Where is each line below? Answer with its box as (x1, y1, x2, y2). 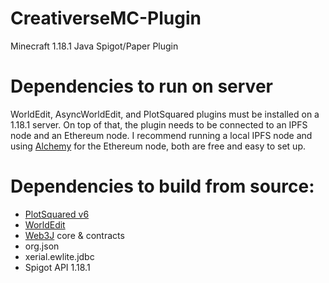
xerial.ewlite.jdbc (24, 250, 95, 262)
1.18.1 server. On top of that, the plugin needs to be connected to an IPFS (10, 118, 308, 131)
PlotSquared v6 (24, 208, 90, 220)
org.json (24, 240, 60, 252)
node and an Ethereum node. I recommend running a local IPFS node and (10, 129, 313, 141)
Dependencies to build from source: (10, 175, 315, 198)
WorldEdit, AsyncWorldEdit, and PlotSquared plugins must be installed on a (10, 108, 320, 120)
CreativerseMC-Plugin (10, 7, 202, 30)
